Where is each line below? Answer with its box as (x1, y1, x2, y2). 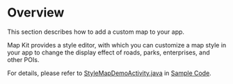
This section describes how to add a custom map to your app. (7, 28, 185, 36)
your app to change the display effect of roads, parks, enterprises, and (7, 48, 210, 56)
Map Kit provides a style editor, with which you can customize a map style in (7, 41, 227, 49)
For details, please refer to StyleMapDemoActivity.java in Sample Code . (7, 69, 212, 77)
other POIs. (7, 55, 40, 63)
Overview (7, 5, 65, 21)
